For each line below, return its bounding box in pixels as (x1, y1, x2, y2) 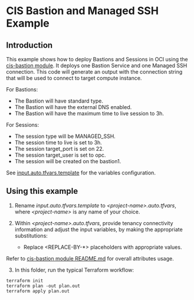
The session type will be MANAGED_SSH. (14, 133, 116, 140)
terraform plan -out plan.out (6, 283, 81, 289)
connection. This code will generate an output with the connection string (6, 68, 183, 75)
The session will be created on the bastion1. (14, 158, 121, 164)
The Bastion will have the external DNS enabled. (14, 104, 132, 110)
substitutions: (14, 232, 48, 239)
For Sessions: (6, 121, 40, 128)
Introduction (6, 40, 53, 50)
